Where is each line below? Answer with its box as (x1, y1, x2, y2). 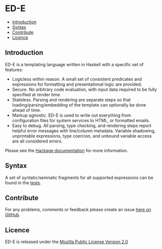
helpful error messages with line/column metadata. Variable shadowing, (12, 127, 156, 134)
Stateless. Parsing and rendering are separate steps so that (12, 97, 131, 103)
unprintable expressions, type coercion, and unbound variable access (12, 133, 152, 139)
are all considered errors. (12, 138, 63, 144)
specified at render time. (12, 91, 62, 97)
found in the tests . (5, 179, 41, 185)
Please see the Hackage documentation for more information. (5, 147, 129, 153)
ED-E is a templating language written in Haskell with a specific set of (5, 61, 144, 67)
